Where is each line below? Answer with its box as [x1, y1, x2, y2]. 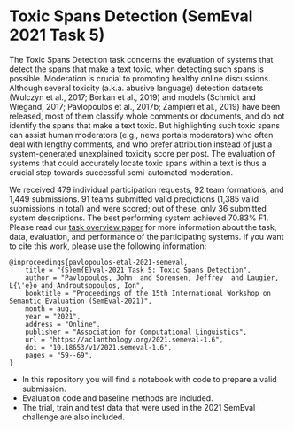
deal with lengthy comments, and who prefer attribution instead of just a [9, 139, 273, 150]
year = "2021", [25, 312, 81, 320]
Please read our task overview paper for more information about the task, [9, 221, 277, 232]
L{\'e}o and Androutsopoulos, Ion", [9, 281, 144, 289]
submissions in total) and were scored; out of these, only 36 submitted [9, 203, 267, 213]
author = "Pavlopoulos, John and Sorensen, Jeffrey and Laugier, [25, 273, 279, 282]
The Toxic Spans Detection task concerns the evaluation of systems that [9, 54, 274, 65]
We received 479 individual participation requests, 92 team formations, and [9, 184, 284, 195]
